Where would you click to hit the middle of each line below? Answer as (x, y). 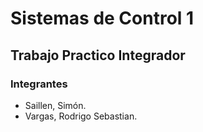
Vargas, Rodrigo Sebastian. (81, 116)
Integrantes (39, 84)
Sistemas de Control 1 (102, 18)
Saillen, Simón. (55, 105)
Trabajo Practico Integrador (98, 55)
